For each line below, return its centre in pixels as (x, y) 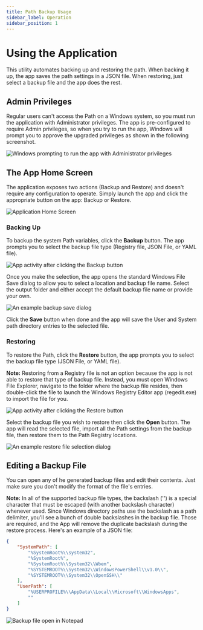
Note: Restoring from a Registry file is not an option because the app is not (99, 373)
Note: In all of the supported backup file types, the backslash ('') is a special (101, 498)
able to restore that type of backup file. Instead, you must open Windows (97, 379)
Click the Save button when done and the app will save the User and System (101, 320)
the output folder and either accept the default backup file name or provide (100, 290)
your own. (19, 296)
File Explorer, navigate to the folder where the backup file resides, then (94, 386)
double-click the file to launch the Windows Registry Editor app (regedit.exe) (101, 392)
